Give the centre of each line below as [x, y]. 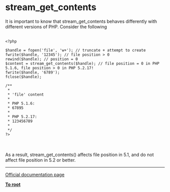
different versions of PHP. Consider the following [56, 26]
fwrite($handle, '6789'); [32, 72]
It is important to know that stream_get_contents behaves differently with [81, 21]
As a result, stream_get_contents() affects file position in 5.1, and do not [80, 155]
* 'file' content [26, 94]
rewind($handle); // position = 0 [42, 59]
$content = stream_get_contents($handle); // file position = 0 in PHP [82, 63]
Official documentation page [35, 174]
